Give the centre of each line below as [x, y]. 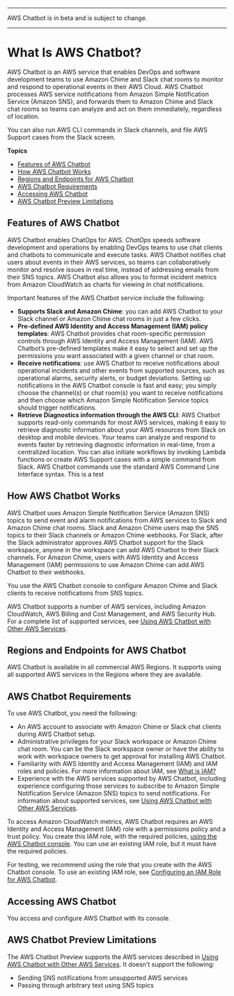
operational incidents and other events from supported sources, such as [121, 371]
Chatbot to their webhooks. [46, 572]
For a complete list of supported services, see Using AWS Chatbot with [109, 621]
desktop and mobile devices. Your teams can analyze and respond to [116, 437]
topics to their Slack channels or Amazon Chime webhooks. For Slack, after [115, 535]
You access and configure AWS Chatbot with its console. [89, 918]
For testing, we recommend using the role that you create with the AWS [110, 865]
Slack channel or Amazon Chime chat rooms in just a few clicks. [109, 318]
